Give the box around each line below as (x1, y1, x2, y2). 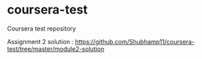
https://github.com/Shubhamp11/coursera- (75, 37, 195, 45)
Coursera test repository (7, 24, 77, 33)
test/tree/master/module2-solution (7, 45, 105, 53)
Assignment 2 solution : (7, 37, 74, 45)
